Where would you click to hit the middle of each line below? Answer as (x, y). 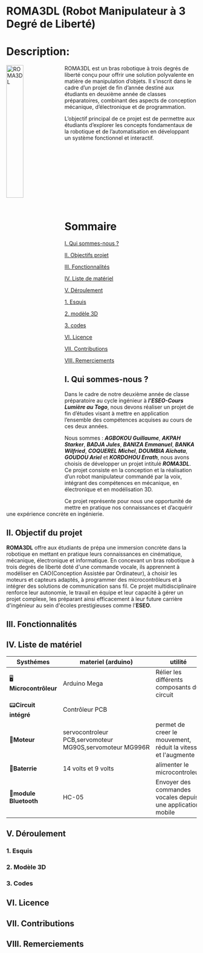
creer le (166, 732)
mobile (165, 812)
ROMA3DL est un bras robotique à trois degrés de (127, 68)
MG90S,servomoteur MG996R (106, 747)
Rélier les (169, 672)
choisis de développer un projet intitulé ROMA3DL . (128, 463)
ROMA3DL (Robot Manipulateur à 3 (96, 11)
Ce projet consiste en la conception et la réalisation (128, 470)
